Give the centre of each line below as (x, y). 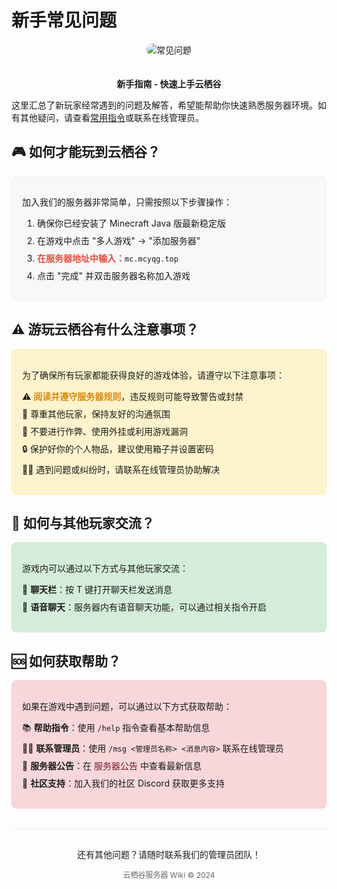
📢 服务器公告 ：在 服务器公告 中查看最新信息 (112, 766)
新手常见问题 (64, 20)
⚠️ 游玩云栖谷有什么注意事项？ (105, 329)
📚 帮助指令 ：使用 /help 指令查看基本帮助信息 (116, 728)
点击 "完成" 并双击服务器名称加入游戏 (114, 275)
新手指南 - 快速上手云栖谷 (169, 83)
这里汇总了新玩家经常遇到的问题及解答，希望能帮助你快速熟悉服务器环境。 (164, 105)
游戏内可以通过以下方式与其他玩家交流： (105, 568)
